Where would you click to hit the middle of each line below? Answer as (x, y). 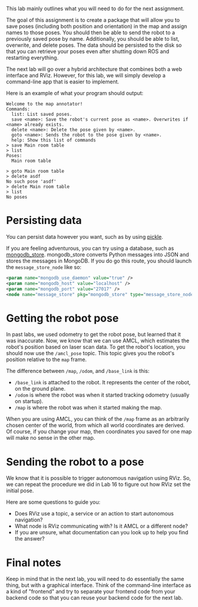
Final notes (34, 562)
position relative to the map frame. (47, 359)
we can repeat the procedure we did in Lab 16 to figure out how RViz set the (98, 485)
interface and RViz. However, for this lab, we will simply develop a (86, 75)
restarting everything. (32, 58)
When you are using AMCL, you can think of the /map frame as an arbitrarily (98, 419)
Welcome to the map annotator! (44, 104)
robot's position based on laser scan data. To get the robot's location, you (96, 347)
